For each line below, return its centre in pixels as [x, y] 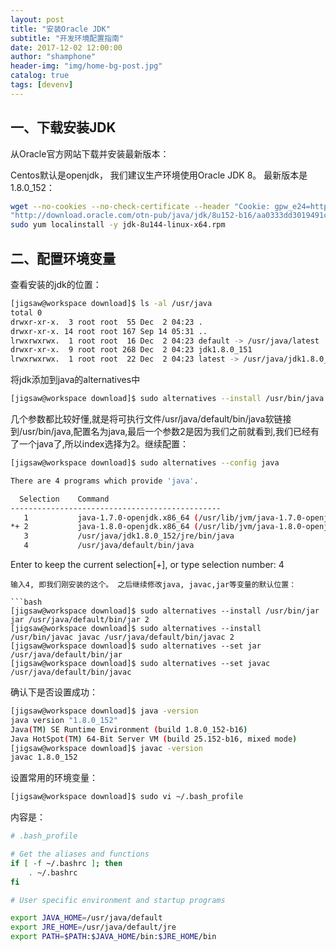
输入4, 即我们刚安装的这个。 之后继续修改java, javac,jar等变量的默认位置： [153, 585]
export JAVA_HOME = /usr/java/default [86, 918]
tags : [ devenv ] [42, 85]
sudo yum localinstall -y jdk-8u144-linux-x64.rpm [118, 225]
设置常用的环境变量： [54, 778]
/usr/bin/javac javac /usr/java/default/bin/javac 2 [122, 637]
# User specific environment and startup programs [118, 900]
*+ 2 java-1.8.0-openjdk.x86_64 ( [104, 527]
